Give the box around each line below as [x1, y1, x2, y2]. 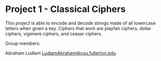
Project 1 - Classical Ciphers [5, 3, 126, 15]
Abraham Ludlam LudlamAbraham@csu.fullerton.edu [5, 50, 116, 56]
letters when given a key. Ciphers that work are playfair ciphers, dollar [5, 25, 151, 31]
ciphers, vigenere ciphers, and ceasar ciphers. [5, 30, 102, 36]
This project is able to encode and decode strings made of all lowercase [5, 20, 156, 26]
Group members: [5, 40, 41, 46]
